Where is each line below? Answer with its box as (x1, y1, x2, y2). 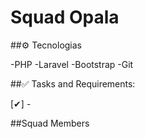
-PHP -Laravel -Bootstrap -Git (10, 58, 134, 70)
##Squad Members (10, 117, 90, 129)
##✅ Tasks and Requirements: (10, 77, 136, 90)
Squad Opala (10, 6, 120, 29)
